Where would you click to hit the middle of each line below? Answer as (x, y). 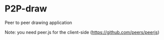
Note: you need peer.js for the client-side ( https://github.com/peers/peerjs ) (82, 32)
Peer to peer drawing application (38, 22)
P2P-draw (26, 9)
